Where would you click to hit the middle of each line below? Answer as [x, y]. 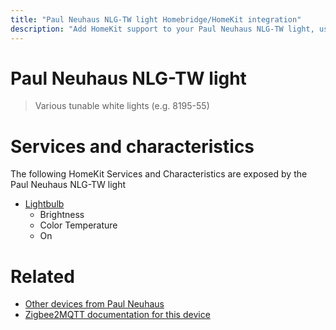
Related [42, 276]
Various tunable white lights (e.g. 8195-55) [122, 106]
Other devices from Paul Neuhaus [94, 304]
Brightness [62, 215]
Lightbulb [44, 204]
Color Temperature [78, 225]
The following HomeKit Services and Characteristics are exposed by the [159, 174]
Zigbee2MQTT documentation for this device [117, 315]
